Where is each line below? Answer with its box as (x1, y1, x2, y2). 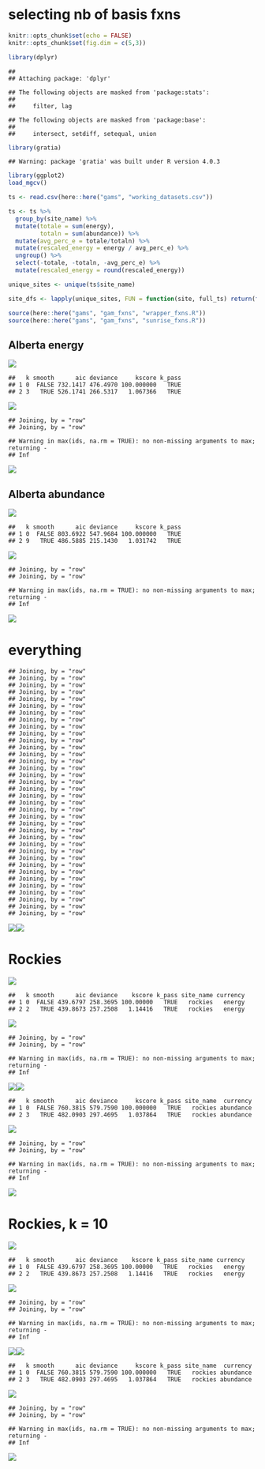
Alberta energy (8, 338, 84, 352)
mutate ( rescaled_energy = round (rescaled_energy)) (15, 266, 185, 274)
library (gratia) (8, 144, 62, 152)
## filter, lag (8, 102, 73, 110)
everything (8, 642, 82, 659)
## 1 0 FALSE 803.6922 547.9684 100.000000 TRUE (8, 530, 181, 538)
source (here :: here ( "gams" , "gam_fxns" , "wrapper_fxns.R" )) (8, 309, 207, 317)
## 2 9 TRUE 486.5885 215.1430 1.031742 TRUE (8, 537, 181, 545)
